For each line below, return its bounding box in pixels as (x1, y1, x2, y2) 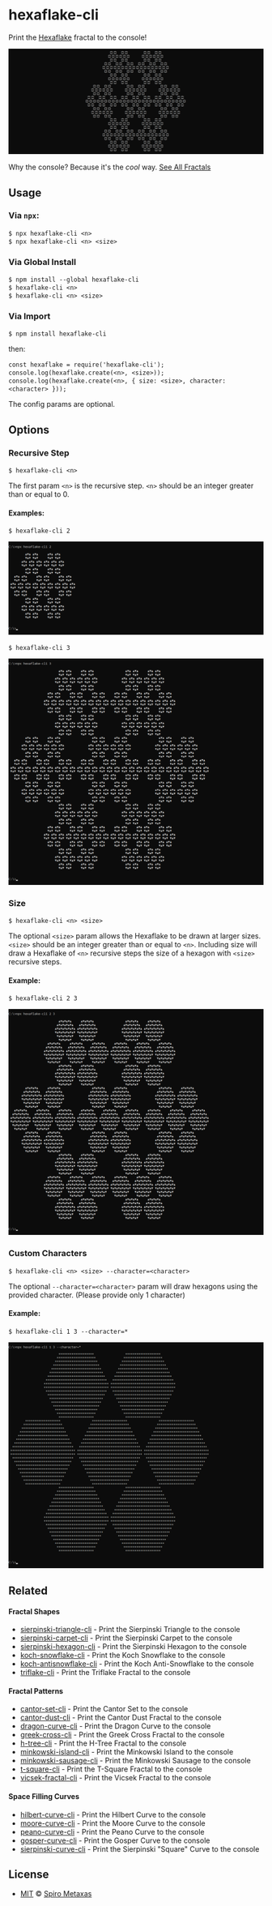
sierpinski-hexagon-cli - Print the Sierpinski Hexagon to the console (19, 1642, 247, 1652)
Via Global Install (8, 256, 77, 267)
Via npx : (8, 210, 40, 221)
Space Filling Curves (8, 1792, 79, 1801)
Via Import (8, 310, 51, 322)
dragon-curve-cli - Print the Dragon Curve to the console (19, 1721, 211, 1731)
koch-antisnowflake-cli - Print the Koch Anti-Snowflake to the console (19, 1659, 254, 1669)
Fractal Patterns (8, 1686, 63, 1695)
